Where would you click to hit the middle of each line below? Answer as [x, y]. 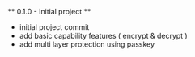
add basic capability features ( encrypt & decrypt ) [103, 36]
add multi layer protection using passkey [87, 44]
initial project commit [54, 27]
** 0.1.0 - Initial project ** [49, 12]
